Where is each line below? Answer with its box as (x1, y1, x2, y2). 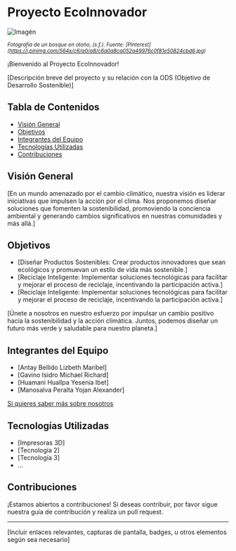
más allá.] (7, 219, 36, 228)
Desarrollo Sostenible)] (7, 80, 74, 89)
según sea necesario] (7, 535, 70, 543)
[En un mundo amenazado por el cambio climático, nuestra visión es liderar (7, 189, 226, 197)
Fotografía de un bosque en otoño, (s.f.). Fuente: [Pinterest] (7, 41, 151, 48)
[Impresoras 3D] (17, 438, 65, 447)
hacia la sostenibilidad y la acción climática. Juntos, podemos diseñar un (7, 316, 218, 325)
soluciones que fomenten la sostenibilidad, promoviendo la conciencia (7, 204, 211, 212)
